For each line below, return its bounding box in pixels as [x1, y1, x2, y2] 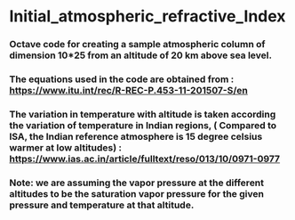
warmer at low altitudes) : [9, 141, 123, 153]
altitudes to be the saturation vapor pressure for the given [9, 187, 265, 200]
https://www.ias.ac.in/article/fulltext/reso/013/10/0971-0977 [9, 152, 281, 165]
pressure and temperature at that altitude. [9, 199, 195, 211]
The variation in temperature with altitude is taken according [9, 108, 276, 120]
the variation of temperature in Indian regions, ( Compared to [9, 118, 277, 131]
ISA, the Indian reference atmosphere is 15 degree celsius [9, 130, 263, 143]
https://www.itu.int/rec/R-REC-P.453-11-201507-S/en [9, 85, 249, 97]
